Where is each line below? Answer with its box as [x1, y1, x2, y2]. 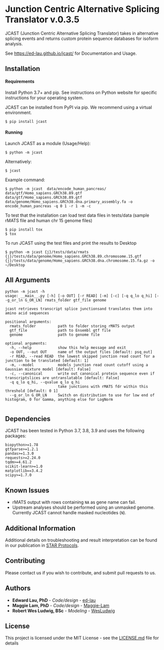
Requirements [5, 78, 35, 84]
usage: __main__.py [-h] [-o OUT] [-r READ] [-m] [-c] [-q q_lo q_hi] [5, 293, 153, 298]
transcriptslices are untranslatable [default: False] [5, 375, 120, 381]
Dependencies [5, 415, 51, 423]
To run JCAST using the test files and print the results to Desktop [5, 240, 137, 246]
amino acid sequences [5, 310, 50, 315]
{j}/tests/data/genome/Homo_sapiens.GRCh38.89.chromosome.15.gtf [5, 254, 141, 259]
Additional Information [5, 524, 76, 533]
